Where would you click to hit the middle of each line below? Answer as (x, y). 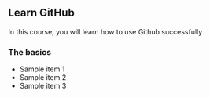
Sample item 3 (43, 86)
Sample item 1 (42, 69)
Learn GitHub (41, 13)
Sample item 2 (43, 78)
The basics (30, 52)
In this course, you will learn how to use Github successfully (105, 31)
